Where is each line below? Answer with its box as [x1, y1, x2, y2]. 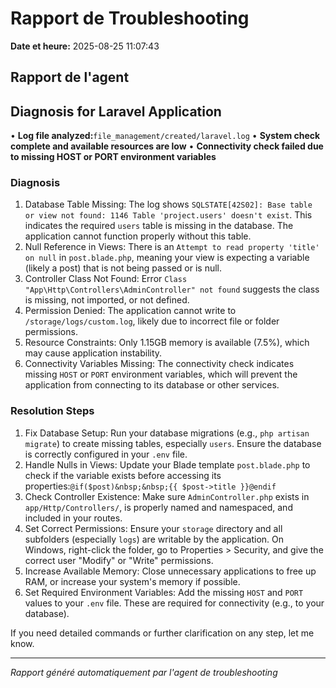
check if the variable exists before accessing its [24, 469, 222, 481]
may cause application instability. [24, 347, 163, 359]
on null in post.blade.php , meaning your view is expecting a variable [24, 252, 310, 264]
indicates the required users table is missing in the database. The [24, 220, 294, 232]
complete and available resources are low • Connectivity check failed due [10, 140, 324, 152]
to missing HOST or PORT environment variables [10, 151, 217, 163]
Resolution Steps [10, 404, 95, 418]
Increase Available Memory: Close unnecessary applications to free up [24, 565, 317, 577]
